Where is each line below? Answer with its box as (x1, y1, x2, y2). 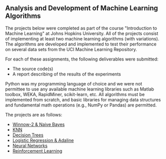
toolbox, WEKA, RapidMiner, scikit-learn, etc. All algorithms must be (5, 91, 145, 97)
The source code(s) (12, 65, 53, 71)
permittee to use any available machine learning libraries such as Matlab (5, 86, 154, 92)
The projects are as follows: (5, 111, 62, 117)
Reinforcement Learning (12, 147, 62, 154)
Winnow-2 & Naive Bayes (12, 121, 65, 127)
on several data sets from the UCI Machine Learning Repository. (5, 46, 137, 52)
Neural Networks (12, 142, 47, 148)
